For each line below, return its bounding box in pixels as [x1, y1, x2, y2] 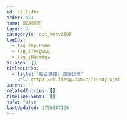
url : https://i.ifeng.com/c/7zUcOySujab [17, 76, 121, 82]
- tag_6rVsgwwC [12, 48, 50, 55]
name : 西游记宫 [6, 20, 41, 26]
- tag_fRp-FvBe [12, 43, 50, 49]
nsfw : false [6, 99, 36, 105]
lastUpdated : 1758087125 [6, 104, 69, 111]
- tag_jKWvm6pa [12, 54, 50, 60]
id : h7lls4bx [6, 8, 39, 15]
